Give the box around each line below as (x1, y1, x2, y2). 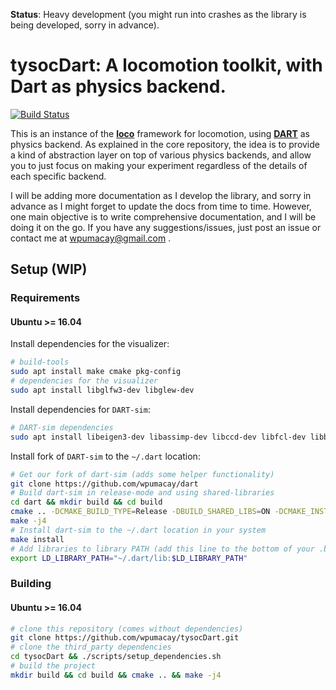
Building (10, 577, 52, 591)
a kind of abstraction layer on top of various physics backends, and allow (10, 149, 312, 161)
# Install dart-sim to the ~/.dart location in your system (10, 525, 267, 535)
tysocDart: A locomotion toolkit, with (10, 54, 323, 77)
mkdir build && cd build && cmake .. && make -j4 (10, 670, 222, 680)
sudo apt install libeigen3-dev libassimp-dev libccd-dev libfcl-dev (10, 432, 307, 442)
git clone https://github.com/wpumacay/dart (10, 479, 199, 489)
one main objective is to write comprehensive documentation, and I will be (10, 210, 317, 223)
